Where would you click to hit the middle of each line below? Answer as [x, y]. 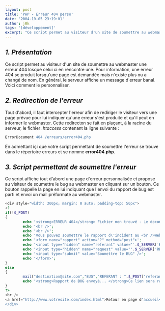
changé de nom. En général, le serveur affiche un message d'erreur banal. [80, 80]
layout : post [18, 10]
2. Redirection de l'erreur [44, 100]
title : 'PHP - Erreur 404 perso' [39, 14]
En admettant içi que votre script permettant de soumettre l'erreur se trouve [82, 146]
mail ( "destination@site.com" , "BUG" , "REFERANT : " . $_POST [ [83, 277]
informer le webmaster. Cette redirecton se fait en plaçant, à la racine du [78, 123]
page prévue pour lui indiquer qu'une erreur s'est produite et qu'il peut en [80, 117]
